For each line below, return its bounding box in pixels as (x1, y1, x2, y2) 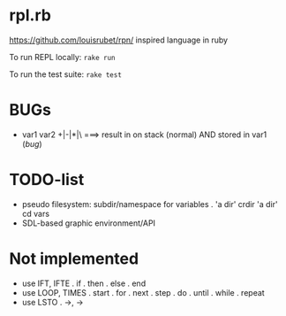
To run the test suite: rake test (9, 68, 122, 80)
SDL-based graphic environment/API (21, 218, 156, 228)
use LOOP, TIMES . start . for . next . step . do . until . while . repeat (21, 287, 265, 297)
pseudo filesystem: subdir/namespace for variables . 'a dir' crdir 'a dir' (21, 198, 278, 209)
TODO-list (9, 170, 85, 190)
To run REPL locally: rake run (9, 51, 117, 62)
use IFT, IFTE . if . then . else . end (21, 278, 147, 289)
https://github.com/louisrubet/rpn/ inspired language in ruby (9, 35, 228, 45)
